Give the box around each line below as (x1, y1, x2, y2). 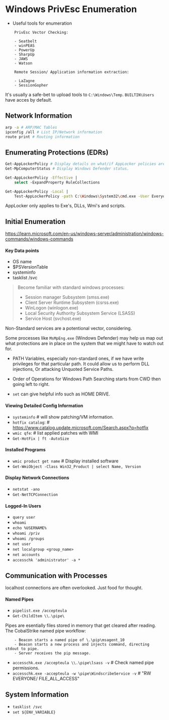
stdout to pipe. (5, 647, 39, 652)
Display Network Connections (5, 474, 69, 481)
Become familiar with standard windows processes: (17, 284, 125, 290)
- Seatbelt (14, 39, 37, 44)
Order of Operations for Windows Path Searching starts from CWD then (12, 376, 161, 382)
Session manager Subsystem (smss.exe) (25, 294, 110, 300)
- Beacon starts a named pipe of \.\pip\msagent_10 (14, 637, 125, 643)
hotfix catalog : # (12, 419, 50, 425)
